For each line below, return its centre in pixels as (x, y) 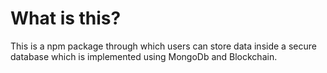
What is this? (66, 18)
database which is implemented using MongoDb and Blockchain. (144, 56)
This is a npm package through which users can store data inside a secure (163, 46)
